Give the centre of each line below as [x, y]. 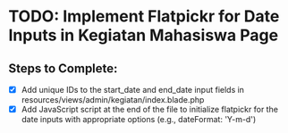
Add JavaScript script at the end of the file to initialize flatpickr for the [150, 110]
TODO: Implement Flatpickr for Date [144, 17]
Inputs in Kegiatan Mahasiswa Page [144, 35]
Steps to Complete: [63, 68]
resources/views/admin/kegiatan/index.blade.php [113, 100]
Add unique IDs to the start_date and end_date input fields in [133, 90]
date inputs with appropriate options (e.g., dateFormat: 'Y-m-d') [139, 120]
